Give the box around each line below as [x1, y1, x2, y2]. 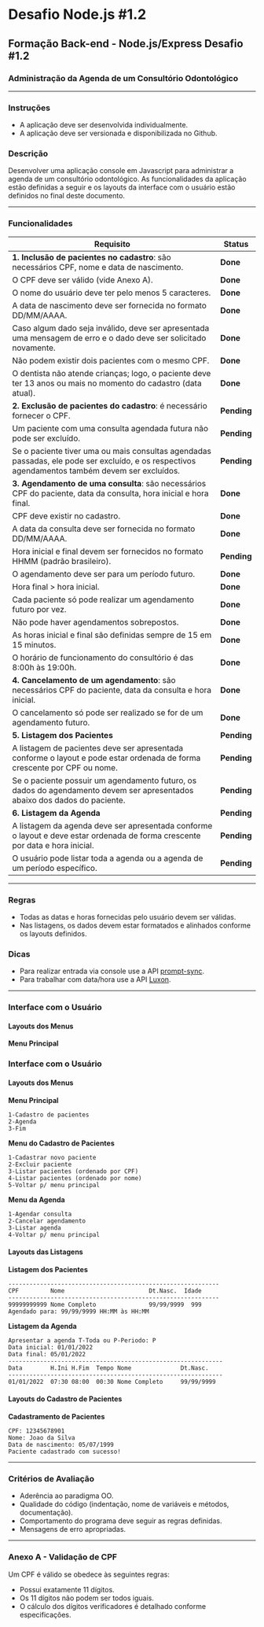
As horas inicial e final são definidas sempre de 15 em [12, 629, 212, 640]
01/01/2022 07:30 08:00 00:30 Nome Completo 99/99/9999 [8, 1378, 216, 1385]
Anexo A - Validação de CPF [8, 1551, 118, 1562]
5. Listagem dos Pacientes [12, 729, 114, 740]
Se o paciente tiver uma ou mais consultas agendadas [12, 445, 212, 456]
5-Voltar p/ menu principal [8, 1181, 101, 1189]
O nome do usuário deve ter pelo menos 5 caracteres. [12, 287, 211, 298]
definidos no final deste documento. [8, 191, 126, 201]
